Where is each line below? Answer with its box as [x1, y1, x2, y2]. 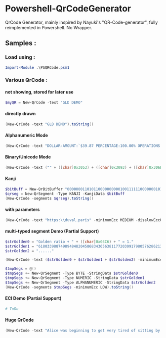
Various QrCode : [5, 77, 48, 84]
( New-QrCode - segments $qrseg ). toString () [5, 196, 94, 201]
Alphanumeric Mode [5, 132, 48, 139]
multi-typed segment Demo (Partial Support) [5, 228, 99, 234]
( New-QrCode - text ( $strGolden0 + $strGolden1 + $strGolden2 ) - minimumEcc [5, 257, 163, 262]
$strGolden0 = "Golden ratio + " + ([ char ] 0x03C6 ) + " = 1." [5, 239, 134, 244]
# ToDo [5, 306, 19, 311]
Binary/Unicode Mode [5, 154, 51, 160]
